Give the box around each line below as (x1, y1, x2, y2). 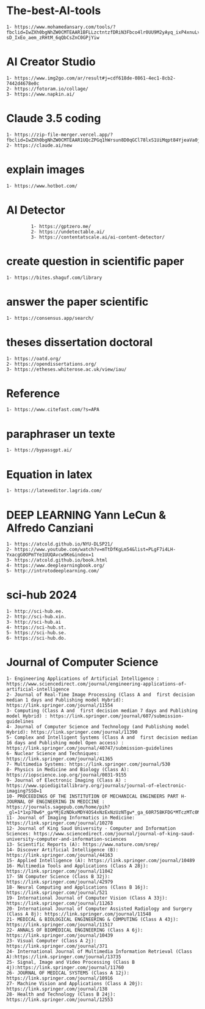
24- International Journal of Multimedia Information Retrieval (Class (6, 948, 192, 955)
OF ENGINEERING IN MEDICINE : (28, 799, 105, 805)
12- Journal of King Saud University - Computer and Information (6, 826, 176, 832)
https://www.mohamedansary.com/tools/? (14, 24, 116, 30)
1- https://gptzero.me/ (31, 223, 92, 229)
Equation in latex (6, 467, 93, 481)
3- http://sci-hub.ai (6, 619, 62, 626)
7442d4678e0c (6, 80, 40, 86)
